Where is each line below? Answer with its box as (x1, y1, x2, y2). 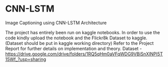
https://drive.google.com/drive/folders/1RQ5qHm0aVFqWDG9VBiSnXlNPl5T (5, 51, 163, 57)
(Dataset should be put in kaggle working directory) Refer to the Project (5, 40, 154, 46)
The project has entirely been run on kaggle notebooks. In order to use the (5, 29, 160, 35)
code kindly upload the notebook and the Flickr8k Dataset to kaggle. (5, 35, 148, 41)
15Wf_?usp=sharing (5, 56, 46, 62)
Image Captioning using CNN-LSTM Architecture (5, 20, 107, 26)
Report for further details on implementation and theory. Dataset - (5, 45, 142, 51)
